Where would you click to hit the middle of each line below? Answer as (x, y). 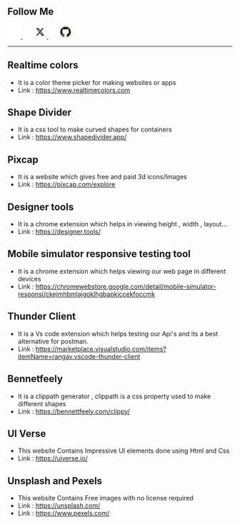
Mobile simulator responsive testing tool (99, 254)
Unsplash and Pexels (55, 481)
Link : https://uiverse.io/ (52, 458)
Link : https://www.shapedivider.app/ (72, 137)
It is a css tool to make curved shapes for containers (95, 130)
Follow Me (31, 12)
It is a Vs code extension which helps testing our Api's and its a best (118, 333)
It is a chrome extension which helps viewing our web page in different (122, 271)
